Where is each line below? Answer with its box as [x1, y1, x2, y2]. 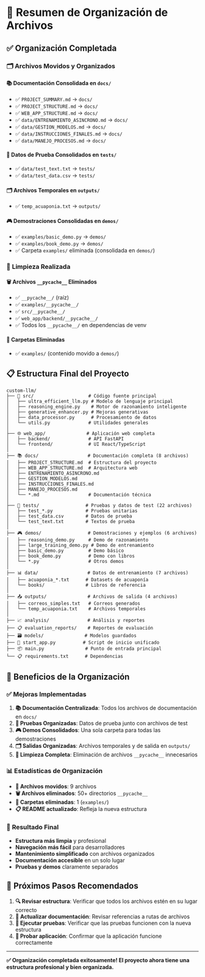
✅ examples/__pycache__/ [15, 301, 79, 308]
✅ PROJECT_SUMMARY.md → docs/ [15, 95, 93, 103]
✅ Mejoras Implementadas [6, 690, 87, 698]
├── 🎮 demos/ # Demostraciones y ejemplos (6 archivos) [6, 530, 197, 537]
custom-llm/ [6, 388, 37, 394]
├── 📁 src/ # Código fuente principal [6, 393, 157, 399]
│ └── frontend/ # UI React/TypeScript [6, 441, 146, 448]
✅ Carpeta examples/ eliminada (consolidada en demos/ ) [15, 247, 156, 254]
